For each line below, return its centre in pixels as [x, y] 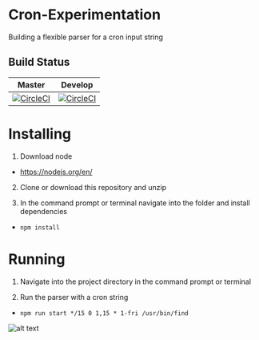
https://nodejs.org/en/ [56, 172]
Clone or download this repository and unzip [93, 187]
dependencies [44, 211]
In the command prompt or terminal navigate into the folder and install [135, 203]
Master [31, 84]
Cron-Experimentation [85, 15]
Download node [46, 156]
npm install [40, 227]
